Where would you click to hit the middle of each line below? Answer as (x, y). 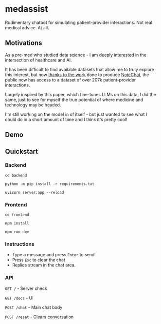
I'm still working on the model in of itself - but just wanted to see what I (76, 114)
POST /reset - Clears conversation (39, 317)
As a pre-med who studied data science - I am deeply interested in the (76, 55)
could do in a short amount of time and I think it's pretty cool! (66, 119)
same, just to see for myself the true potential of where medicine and (74, 100)
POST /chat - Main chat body (34, 307)
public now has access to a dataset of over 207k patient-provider (71, 80)
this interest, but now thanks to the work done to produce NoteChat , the (77, 75)
